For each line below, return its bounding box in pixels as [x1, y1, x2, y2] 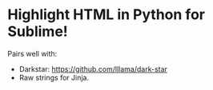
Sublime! [7, 22, 69, 41]
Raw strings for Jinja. [18, 72, 90, 82]
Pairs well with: [7, 49, 58, 58]
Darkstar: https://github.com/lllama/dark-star [18, 64, 167, 73]
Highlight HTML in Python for [7, 6, 206, 24]
